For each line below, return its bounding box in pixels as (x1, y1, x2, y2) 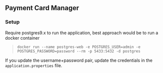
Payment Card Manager (5, 4, 80, 12)
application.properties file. (5, 62, 62, 68)
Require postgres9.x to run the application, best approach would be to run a (5, 29, 159, 36)
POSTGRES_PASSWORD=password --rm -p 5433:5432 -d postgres (17, 49, 141, 53)
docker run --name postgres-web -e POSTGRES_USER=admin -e (17, 44, 141, 49)
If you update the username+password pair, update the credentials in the (5, 57, 153, 63)
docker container (5, 35, 40, 41)
